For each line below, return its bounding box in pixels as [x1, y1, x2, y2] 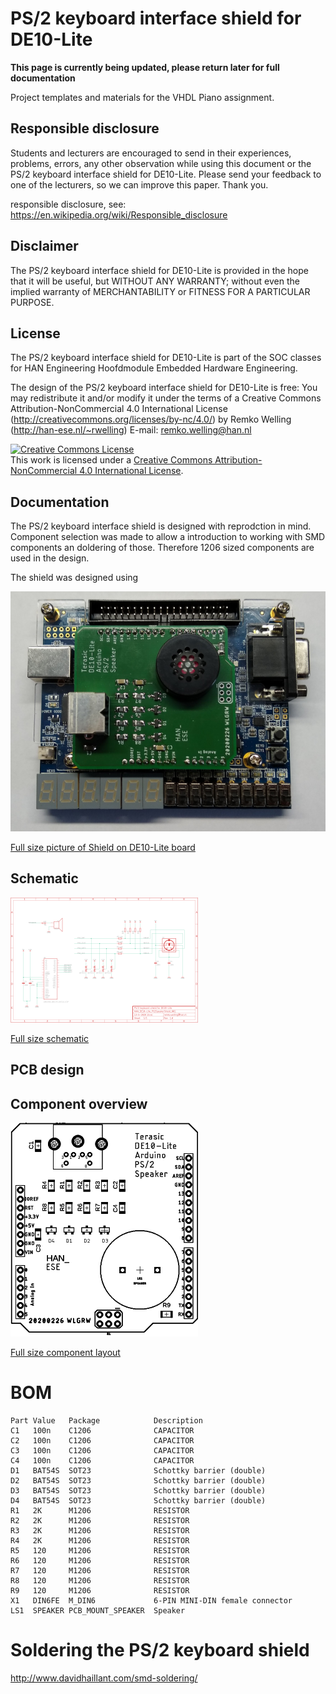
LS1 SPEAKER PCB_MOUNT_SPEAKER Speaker [10, 1606, 186, 1616]
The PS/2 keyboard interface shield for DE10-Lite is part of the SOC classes [10, 352, 322, 364]
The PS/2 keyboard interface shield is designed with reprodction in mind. [10, 520, 312, 532]
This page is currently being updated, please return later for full [10, 61, 280, 73]
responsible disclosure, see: [10, 198, 127, 210]
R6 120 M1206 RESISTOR [10, 1556, 190, 1566]
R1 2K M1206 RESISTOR [10, 1506, 190, 1516]
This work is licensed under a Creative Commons [10, 454, 213, 466]
